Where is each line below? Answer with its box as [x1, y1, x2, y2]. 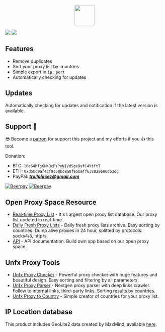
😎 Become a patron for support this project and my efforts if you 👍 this [5, 136, 154, 142]
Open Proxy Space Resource [5, 198, 97, 207]
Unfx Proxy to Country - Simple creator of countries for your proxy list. [12, 293, 159, 299]
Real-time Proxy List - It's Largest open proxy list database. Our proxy [12, 211, 157, 217]
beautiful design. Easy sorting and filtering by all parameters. [12, 277, 139, 283]
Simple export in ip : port [12, 69, 65, 75]
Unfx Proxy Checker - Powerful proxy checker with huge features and [12, 272, 157, 278]
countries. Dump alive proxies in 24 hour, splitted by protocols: [12, 227, 143, 233]
